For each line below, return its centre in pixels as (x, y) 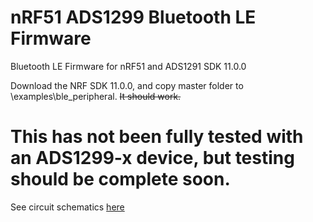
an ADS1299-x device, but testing (152, 158)
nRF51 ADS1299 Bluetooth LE (133, 17)
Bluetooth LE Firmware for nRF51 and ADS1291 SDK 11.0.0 (128, 66)
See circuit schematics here (67, 207)
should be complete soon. (120, 179)
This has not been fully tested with (157, 137)
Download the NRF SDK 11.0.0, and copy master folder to (127, 85)
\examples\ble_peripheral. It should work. (96, 96)
